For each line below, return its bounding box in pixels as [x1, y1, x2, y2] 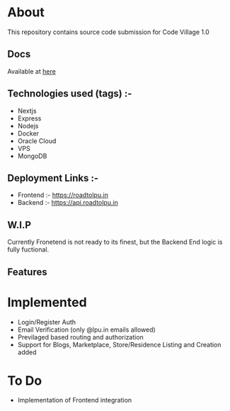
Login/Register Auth [17, 317, 76, 326]
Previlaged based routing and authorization [17, 332, 144, 341]
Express [17, 114, 42, 123]
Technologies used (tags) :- [7, 88, 132, 100]
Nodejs [17, 121, 39, 130]
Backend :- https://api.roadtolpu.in [17, 198, 118, 207]
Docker [17, 129, 40, 137]
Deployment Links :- [7, 171, 99, 184]
